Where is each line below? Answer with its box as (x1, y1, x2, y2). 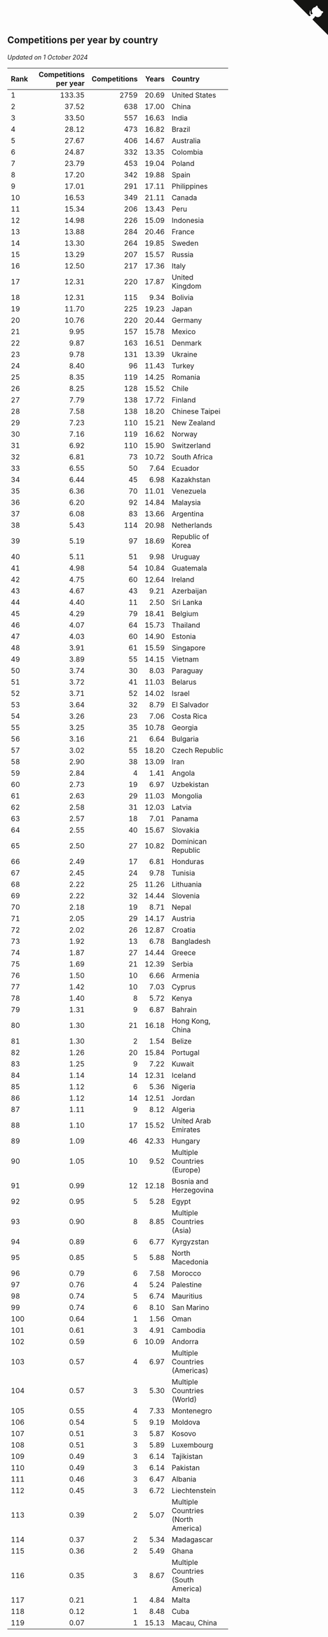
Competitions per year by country (7, 34, 158, 46)
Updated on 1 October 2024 (7, 53, 88, 61)
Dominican (171, 836, 207, 846)
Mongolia (171, 790, 203, 800)
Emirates (171, 1125, 201, 1135)
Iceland (171, 1070, 196, 1080)
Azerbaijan (171, 586, 207, 596)
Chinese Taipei (171, 406, 221, 416)
